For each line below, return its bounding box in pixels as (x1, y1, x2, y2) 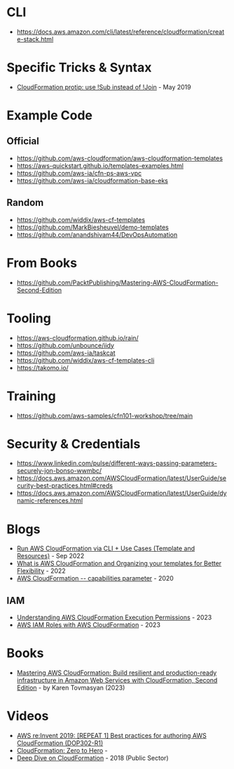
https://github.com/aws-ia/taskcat (16, 349, 116, 357)
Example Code (6, 108, 92, 124)
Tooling (6, 310, 52, 326)
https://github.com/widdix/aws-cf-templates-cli (16, 356, 155, 364)
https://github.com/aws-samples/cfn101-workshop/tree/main (16, 411, 193, 420)
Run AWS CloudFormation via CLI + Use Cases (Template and (16, 544, 195, 552)
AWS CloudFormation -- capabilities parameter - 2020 (16, 574, 174, 583)
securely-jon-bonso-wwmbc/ (16, 467, 102, 475)
